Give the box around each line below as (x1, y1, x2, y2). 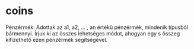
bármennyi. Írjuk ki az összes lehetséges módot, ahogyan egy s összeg (5, 30, 180, 37)
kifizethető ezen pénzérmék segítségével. (5, 36, 108, 43)
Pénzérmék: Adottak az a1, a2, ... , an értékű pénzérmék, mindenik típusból (5, 24, 188, 31)
